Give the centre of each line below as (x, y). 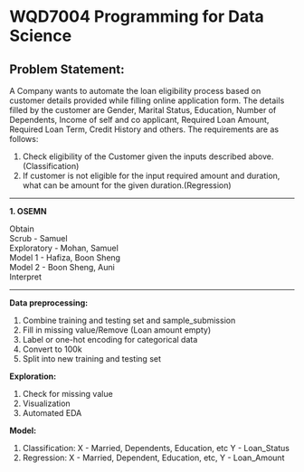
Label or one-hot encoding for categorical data (110, 340)
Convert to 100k (52, 349)
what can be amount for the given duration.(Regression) (127, 185)
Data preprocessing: (49, 303)
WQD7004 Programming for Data (137, 17)
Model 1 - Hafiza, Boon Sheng (65, 258)
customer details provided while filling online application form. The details (147, 100)
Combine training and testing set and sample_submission (129, 320)
